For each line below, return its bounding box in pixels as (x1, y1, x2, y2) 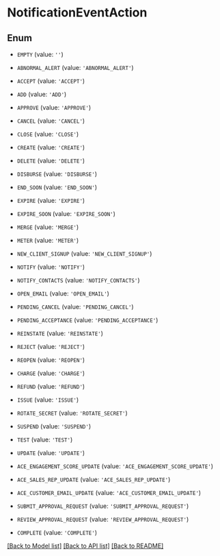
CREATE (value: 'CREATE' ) (16, 143, 85, 152)
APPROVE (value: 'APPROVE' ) (16, 104, 91, 111)
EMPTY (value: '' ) (16, 50, 64, 58)
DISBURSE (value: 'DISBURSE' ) (16, 170, 98, 178)
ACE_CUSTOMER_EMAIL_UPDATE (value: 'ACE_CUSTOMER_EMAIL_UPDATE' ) (16, 489, 202, 496)
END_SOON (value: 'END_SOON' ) (16, 183, 98, 191)
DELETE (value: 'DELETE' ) (16, 156, 85, 165)
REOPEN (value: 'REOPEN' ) (16, 356, 85, 364)
